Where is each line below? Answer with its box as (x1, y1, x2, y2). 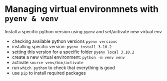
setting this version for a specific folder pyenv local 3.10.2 (11, 49, 134, 55)
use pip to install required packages (11, 70, 86, 76)
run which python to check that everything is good (11, 65, 115, 71)
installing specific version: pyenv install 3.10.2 (11, 43, 112, 49)
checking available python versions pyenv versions (11, 38, 117, 44)
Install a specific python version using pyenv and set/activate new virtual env (4, 28, 162, 34)
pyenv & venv (4, 14, 58, 23)
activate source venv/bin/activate (11, 59, 83, 65)
